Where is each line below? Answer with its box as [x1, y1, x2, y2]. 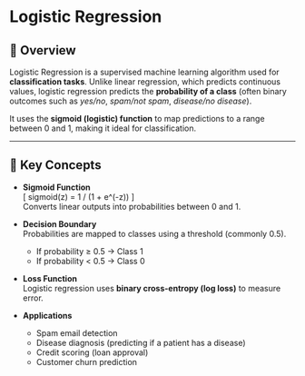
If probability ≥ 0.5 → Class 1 [35, 245, 143, 256]
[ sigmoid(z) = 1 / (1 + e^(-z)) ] [22, 191, 134, 202]
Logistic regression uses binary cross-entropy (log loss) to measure [22, 282, 281, 293]
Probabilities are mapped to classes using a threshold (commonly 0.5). [22, 228, 287, 239]
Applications [22, 310, 73, 321]
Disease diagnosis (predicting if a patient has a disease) [35, 337, 246, 348]
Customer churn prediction [35, 356, 138, 367]
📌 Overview [9, 43, 76, 58]
